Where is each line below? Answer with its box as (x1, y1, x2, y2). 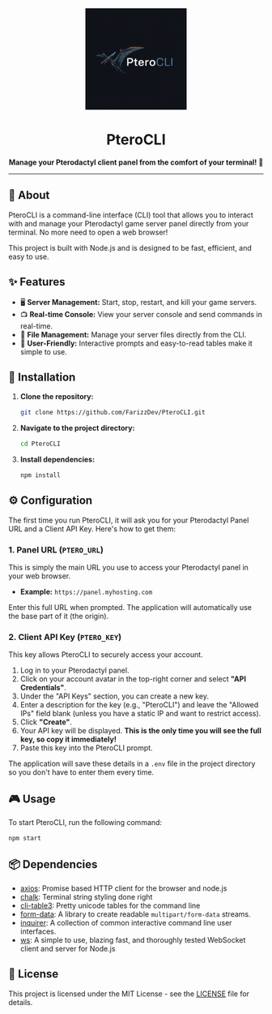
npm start (8, 835, 42, 843)
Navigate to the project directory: (19, 423, 135, 433)
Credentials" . (19, 683, 67, 693)
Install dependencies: (19, 454, 96, 465)
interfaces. (19, 926, 57, 936)
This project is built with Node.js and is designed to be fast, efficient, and (8, 243, 253, 252)
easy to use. (8, 251, 49, 261)
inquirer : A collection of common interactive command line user (19, 917, 232, 927)
